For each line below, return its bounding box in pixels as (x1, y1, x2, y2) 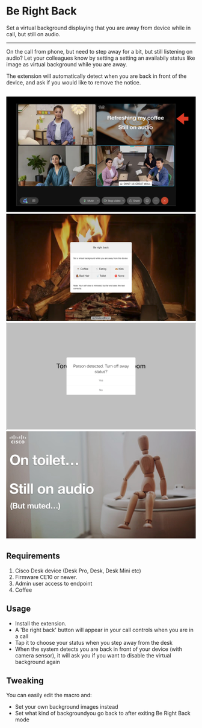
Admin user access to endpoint (14, 580, 93, 587)
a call (14, 632, 29, 640)
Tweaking (6, 676, 44, 686)
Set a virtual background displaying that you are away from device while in (6, 24, 191, 31)
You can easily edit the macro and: (6, 692, 92, 699)
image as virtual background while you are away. (6, 60, 127, 68)
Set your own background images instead (14, 703, 118, 711)
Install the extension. (14, 619, 67, 627)
